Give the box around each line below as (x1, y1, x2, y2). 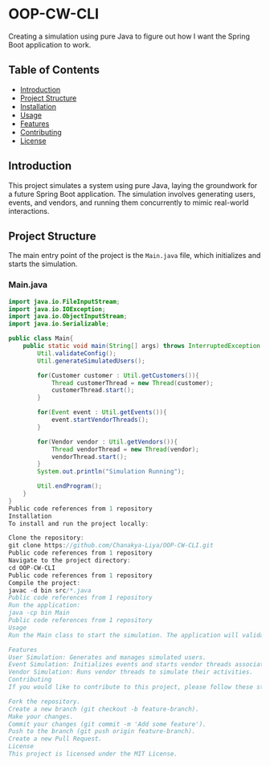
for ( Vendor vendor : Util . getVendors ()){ (37, 437, 178, 446)
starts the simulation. (8, 259, 78, 269)
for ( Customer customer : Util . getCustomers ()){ (37, 371, 199, 379)
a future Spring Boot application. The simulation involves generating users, (8, 189, 256, 199)
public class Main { (8, 334, 74, 342)
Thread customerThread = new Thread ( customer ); (51, 379, 215, 387)
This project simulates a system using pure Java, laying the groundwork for (8, 180, 258, 190)
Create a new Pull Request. (8, 735, 103, 743)
